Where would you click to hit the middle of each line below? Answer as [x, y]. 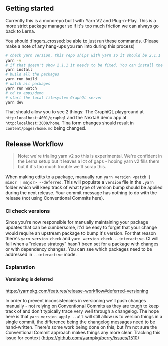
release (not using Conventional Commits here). [55, 198]
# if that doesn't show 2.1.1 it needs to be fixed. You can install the [84, 65]
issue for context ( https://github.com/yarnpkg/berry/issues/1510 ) [72, 338]
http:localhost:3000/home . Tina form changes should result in [70, 123]
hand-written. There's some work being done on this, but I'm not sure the [81, 327]
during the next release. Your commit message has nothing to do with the [81, 193]
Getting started [30, 8]
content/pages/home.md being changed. [46, 128]
